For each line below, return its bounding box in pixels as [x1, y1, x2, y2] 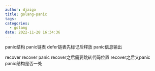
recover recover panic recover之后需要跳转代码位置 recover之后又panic [5, 54, 151, 60]
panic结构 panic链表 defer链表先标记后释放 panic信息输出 [5, 44, 122, 49]
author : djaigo [5, 7, 36, 12]
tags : [5, 16, 16, 21]
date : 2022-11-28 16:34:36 [5, 30, 61, 35]
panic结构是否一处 [5, 61, 43, 66]
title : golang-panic [5, 12, 48, 17]
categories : [5, 21, 30, 26]
